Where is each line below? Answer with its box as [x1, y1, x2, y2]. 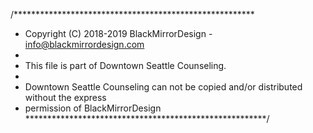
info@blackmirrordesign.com [24, 39, 145, 50]
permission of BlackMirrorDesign [24, 102, 162, 114]
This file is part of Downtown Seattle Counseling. [24, 60, 227, 71]
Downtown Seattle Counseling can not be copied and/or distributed [24, 81, 303, 93]
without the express [24, 92, 107, 103]
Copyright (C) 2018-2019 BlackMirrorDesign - [24, 28, 213, 39]
